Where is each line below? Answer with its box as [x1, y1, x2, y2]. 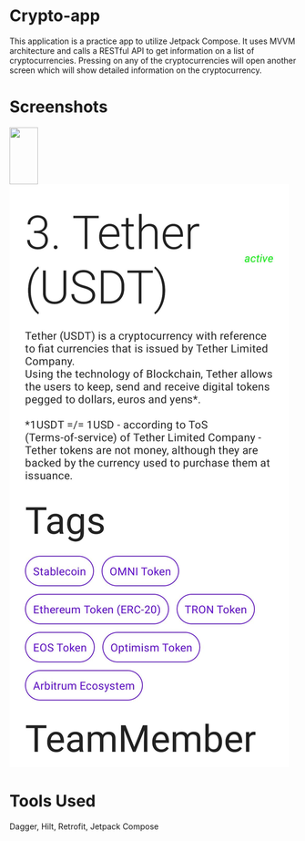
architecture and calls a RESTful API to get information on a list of [9, 45, 255, 56]
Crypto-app [9, 5, 100, 26]
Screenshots [9, 97, 108, 118]
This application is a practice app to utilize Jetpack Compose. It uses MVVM [9, 36, 296, 46]
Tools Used [9, 791, 97, 812]
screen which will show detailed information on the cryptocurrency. [9, 65, 262, 76]
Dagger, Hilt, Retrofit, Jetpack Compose [9, 821, 159, 832]
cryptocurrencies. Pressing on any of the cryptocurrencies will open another [9, 55, 297, 66]
